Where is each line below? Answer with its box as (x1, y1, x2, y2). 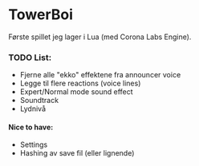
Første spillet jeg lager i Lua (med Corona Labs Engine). (8, 32, 192, 41)
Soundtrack (19, 96, 59, 105)
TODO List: (8, 52, 52, 63)
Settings (19, 140, 48, 149)
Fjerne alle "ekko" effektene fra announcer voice (19, 70, 181, 80)
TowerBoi (8, 6, 74, 24)
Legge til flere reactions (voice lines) (19, 78, 141, 89)
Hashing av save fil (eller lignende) (19, 148, 135, 158)
